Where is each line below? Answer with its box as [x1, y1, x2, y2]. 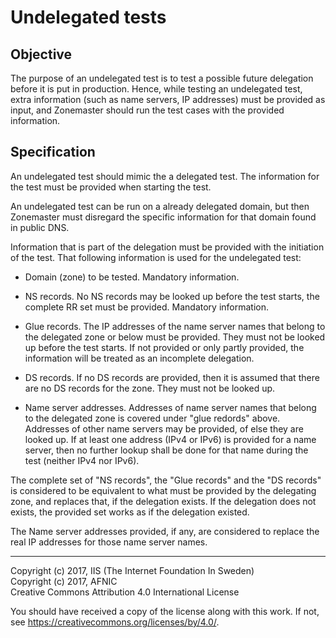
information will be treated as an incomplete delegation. [24, 352, 255, 364]
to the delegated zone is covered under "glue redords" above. [24, 412, 281, 424]
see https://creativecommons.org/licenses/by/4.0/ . [10, 616, 220, 628]
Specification [10, 144, 96, 161]
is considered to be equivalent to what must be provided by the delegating [10, 484, 317, 496]
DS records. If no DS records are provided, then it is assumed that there [24, 371, 320, 383]
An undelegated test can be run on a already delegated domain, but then [10, 200, 310, 212]
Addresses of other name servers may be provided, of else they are [24, 422, 304, 435]
